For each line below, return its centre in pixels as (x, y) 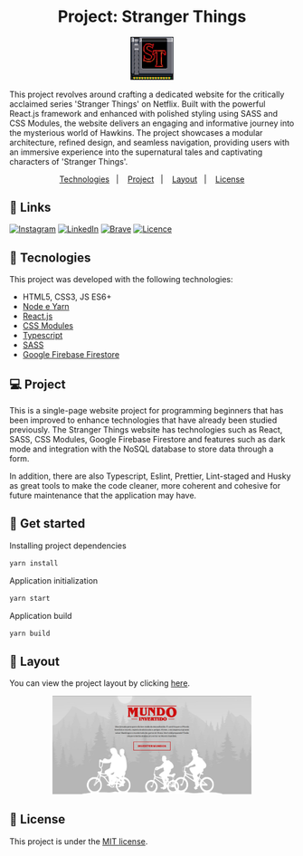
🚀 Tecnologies (50, 257)
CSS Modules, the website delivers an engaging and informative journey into (152, 123)
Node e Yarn (46, 307)
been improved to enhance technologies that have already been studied (143, 420)
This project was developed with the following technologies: (121, 280)
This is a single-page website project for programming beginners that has (147, 410)
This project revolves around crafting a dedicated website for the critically (147, 94)
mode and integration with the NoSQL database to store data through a (142, 449)
